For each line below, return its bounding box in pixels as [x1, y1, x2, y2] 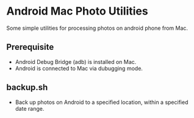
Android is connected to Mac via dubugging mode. [15, 64, 143, 72]
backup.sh [6, 82, 48, 92]
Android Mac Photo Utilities [6, 4, 148, 18]
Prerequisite [6, 42, 54, 52]
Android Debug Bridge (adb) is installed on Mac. [15, 58, 137, 65]
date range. [15, 105, 45, 112]
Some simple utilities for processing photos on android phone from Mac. [6, 24, 188, 32]
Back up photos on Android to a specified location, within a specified [15, 99, 189, 106]
